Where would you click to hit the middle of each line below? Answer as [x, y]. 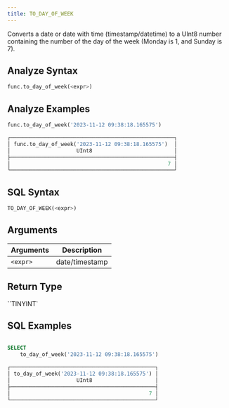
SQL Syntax [33, 192]
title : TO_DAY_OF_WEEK [40, 14]
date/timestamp [82, 262]
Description [82, 250]
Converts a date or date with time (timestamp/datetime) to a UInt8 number [115, 34]
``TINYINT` [23, 303]
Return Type [35, 287]
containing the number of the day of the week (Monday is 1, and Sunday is [115, 41]
